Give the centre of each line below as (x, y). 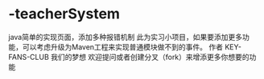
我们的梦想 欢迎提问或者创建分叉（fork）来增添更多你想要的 (150, 57)
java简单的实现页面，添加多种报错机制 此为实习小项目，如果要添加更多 (126, 37)
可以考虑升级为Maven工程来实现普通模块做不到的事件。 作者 (123, 47)
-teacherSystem (64, 14)
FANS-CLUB (29, 57)
